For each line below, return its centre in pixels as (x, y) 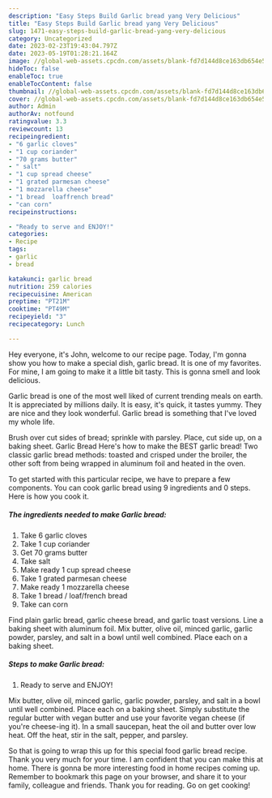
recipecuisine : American (50, 294)
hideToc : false (34, 69)
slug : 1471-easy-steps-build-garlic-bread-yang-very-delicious (117, 31)
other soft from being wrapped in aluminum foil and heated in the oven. (127, 463)
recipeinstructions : (43, 212)
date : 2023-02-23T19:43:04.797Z (63, 46)
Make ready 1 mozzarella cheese (74, 587)
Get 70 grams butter (54, 552)
